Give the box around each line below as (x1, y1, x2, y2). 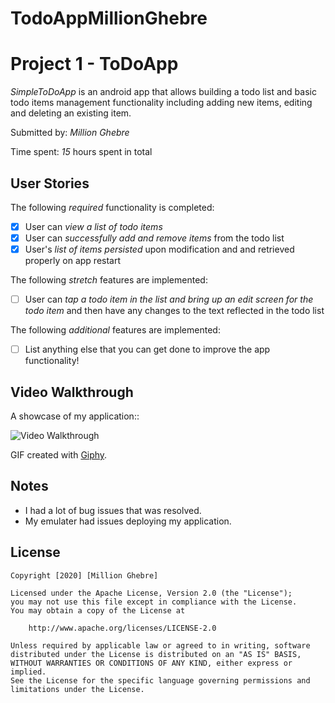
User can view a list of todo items (24, 220, 163, 232)
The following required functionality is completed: (10, 201, 215, 213)
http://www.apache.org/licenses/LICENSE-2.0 (28, 623, 217, 633)
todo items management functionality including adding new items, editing (10, 97, 313, 109)
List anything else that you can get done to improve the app (24, 343, 271, 356)
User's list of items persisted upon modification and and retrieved (24, 243, 295, 256)
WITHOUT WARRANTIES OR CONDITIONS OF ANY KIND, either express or (10, 658, 293, 668)
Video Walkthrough (10, 383, 134, 401)
